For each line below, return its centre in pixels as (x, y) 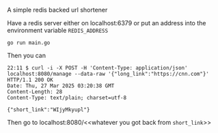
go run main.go (29, 43)
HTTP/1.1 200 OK (30, 80)
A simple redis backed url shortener (57, 10)
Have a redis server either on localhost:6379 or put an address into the (107, 23)
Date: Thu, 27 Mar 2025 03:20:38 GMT (61, 86)
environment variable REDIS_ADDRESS (57, 30)
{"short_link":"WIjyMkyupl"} (49, 110)
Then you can (27, 55)
